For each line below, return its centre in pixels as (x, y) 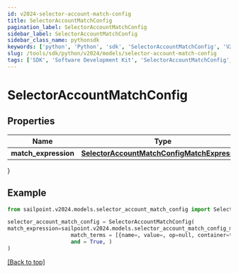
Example (27, 193)
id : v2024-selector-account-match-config (69, 14)
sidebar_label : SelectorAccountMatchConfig (73, 34)
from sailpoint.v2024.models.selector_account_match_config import (109, 209)
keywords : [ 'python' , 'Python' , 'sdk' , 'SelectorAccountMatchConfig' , (114, 47)
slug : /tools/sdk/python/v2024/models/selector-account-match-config (112, 54)
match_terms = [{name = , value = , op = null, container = (150, 235)
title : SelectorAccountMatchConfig (60, 21)
